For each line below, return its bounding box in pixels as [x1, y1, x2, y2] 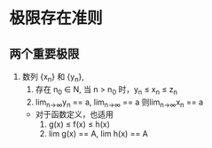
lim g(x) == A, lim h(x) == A [48, 129, 149, 139]
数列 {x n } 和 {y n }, [21, 72, 84, 84]
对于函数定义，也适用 [35, 109, 114, 120]
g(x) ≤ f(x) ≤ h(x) [48, 119, 111, 129]
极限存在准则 [9, 8, 104, 28]
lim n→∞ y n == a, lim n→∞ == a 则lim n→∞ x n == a [35, 97, 204, 109]
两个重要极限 [9, 46, 80, 61]
